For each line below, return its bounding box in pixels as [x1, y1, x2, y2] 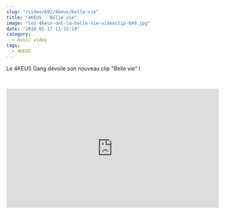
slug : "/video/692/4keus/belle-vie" [6, 8, 99, 15]
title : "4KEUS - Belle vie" [6, 15, 78, 21]
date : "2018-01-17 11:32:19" [6, 25, 80, 32]
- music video [12, 37, 47, 43]
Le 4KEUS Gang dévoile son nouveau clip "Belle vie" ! [6, 65, 141, 72]
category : [6, 31, 32, 37]
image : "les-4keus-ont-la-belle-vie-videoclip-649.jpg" [6, 20, 150, 26]
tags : [6, 43, 20, 49]
